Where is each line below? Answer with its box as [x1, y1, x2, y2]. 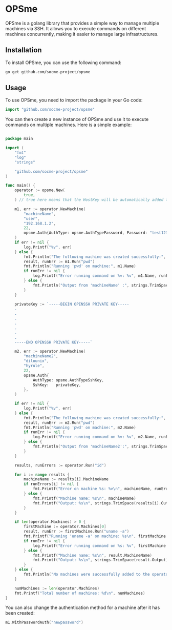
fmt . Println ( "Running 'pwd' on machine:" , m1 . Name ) [24, 263, 137, 269]
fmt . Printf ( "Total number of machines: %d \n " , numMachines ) [14, 591, 145, 596]
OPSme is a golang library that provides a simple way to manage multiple [5, 20, 160, 26]
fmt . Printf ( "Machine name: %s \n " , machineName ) [32, 496, 137, 501]
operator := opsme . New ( [14, 188, 66, 193]
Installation [5, 46, 42, 54]
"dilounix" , [24, 358, 50, 364]
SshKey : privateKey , [32, 382, 81, 388]
